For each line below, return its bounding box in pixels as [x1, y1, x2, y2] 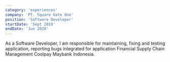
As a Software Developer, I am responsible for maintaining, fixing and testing [5, 40, 165, 46]
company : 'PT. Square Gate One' [5, 12, 74, 17]
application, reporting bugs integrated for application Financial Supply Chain [5, 46, 165, 52]
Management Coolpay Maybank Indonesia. [5, 51, 95, 57]
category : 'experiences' [5, 7, 58, 13]
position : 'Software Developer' [5, 17, 74, 22]
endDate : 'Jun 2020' [5, 26, 49, 32]
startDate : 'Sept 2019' [5, 21, 56, 27]
